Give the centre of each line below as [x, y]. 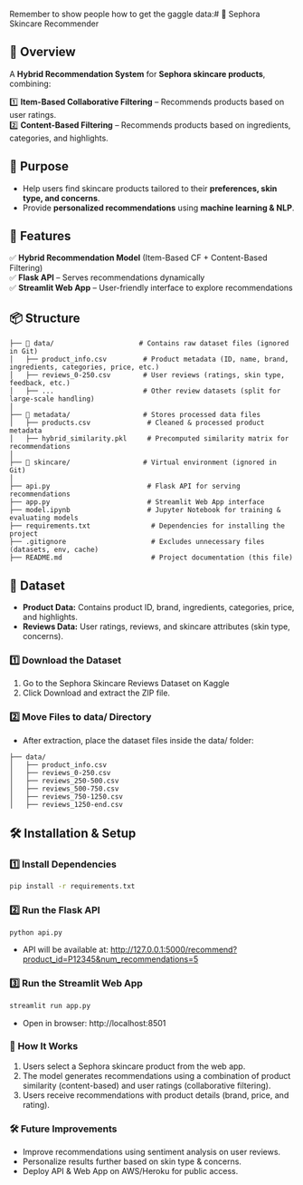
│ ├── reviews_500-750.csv [64, 789]
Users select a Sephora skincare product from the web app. [134, 1066]
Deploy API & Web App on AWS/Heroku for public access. [130, 1171]
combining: [30, 83]
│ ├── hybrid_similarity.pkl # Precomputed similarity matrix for [149, 439]
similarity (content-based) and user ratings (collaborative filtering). [147, 1085]
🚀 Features [40, 236]
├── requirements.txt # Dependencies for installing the [147, 526]
